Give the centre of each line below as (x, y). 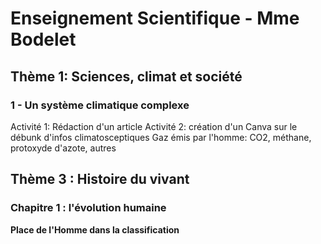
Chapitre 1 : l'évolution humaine (88, 208)
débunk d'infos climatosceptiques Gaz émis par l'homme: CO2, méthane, (161, 137)
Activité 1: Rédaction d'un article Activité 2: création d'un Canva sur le (154, 126)
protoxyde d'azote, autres (63, 148)
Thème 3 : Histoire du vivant (100, 179)
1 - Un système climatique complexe (100, 105)
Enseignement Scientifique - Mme (155, 18)
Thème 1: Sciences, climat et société (126, 76)
